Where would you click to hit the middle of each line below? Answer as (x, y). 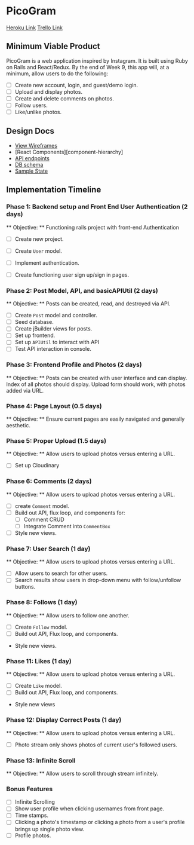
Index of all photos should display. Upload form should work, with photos (96, 384)
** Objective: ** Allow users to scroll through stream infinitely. (82, 773)
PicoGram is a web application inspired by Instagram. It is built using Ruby (97, 60)
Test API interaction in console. (53, 349)
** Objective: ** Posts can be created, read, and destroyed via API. (89, 304)
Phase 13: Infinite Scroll (41, 760)
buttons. (25, 587)
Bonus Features (30, 789)
